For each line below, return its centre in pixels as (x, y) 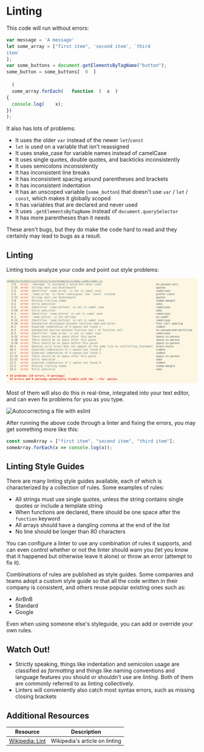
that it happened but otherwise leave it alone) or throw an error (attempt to (99, 556)
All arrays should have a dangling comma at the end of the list (92, 525)
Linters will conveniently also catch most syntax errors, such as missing (105, 690)
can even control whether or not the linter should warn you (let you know (97, 550)
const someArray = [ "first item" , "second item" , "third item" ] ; (90, 441)
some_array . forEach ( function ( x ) (65, 91)
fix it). (14, 563)
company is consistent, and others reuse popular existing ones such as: (96, 587)
